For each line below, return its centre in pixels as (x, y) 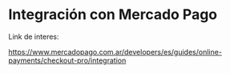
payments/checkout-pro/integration (67, 60)
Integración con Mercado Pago (113, 15)
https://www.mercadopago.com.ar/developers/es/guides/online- (115, 52)
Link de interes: (34, 36)
